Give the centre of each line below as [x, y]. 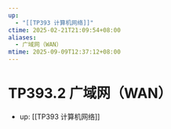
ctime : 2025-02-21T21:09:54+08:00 [65, 30]
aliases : [22, 37]
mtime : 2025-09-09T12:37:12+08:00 [65, 52]
